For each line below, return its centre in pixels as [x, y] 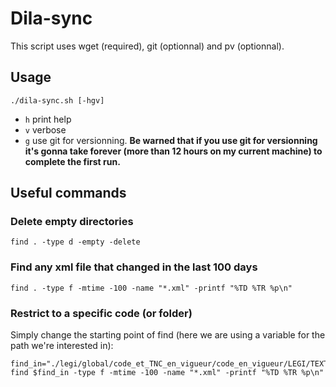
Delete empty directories [72, 222]
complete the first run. [72, 161]
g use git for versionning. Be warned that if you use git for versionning [171, 140]
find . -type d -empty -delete [75, 242]
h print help [48, 119]
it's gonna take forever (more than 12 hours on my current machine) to [173, 151]
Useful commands [68, 193]
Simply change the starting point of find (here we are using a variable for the [168, 335]
